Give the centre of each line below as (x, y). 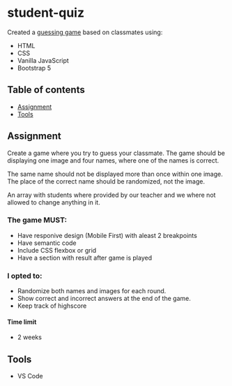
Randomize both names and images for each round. (92, 291)
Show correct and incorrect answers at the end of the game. (104, 299)
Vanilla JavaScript (43, 60)
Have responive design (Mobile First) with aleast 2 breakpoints (107, 235)
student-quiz (46, 13)
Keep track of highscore (52, 306)
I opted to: (25, 276)
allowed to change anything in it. (54, 202)
